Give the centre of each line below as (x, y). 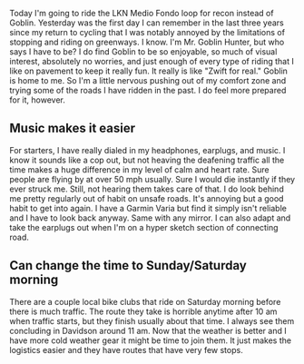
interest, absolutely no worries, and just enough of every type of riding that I (152, 61)
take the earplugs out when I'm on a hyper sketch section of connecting (144, 227)
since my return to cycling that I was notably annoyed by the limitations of (147, 32)
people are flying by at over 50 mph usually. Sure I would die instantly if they (152, 179)
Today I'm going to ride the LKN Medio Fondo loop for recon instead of (142, 13)
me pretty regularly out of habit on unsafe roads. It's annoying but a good (147, 198)
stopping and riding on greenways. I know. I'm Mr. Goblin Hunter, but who (147, 42)
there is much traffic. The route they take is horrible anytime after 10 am (143, 311)
